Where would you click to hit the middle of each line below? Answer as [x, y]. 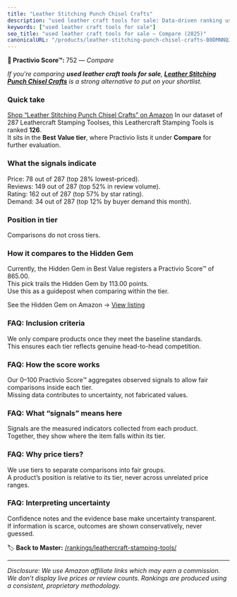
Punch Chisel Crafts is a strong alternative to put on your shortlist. [105, 81]
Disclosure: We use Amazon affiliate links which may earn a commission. [114, 570]
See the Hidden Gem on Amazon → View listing [76, 305]
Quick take [26, 100]
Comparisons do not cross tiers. [54, 235]
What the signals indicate [52, 163]
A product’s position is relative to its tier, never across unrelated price [108, 477]
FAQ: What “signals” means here [65, 413]
